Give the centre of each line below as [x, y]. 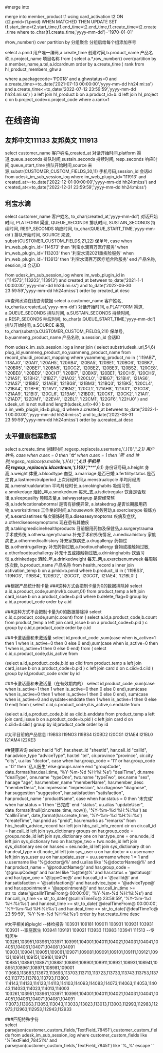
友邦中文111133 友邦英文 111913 [52, 140]
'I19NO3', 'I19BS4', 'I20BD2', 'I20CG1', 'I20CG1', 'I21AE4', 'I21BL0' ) [71, 575]
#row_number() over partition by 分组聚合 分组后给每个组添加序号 [71, 42]
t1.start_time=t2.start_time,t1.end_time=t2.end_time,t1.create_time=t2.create [81, 27]
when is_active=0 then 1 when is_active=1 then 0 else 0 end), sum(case [77, 694]
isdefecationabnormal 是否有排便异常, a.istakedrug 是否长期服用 [78, 504]
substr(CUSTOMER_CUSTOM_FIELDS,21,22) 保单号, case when [69, 241]
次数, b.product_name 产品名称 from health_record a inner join [72, 565]
